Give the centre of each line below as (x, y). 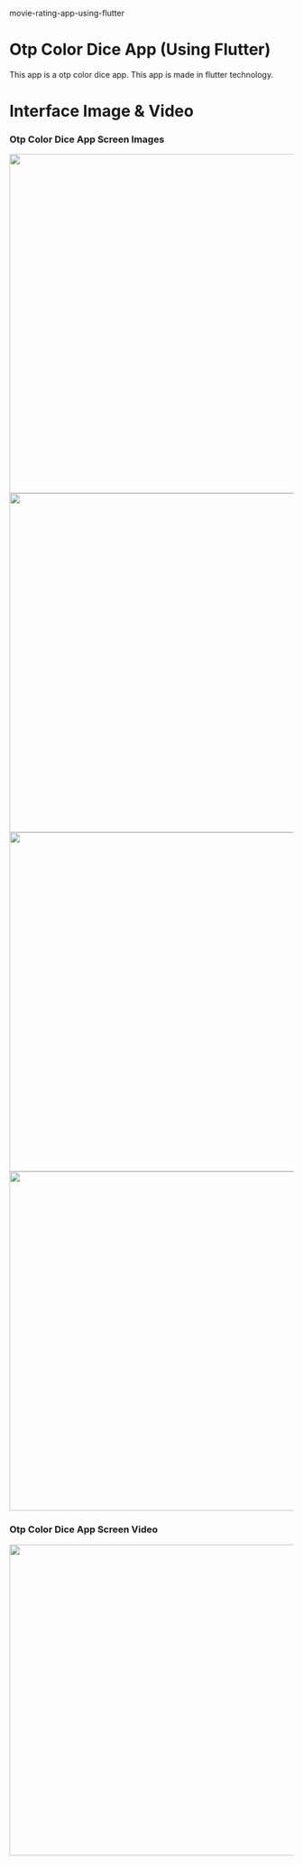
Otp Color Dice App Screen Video (84, 1529)
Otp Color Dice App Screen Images (87, 139)
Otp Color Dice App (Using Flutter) (140, 50)
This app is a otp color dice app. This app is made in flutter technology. (141, 74)
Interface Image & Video (101, 111)
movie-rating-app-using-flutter (67, 13)
